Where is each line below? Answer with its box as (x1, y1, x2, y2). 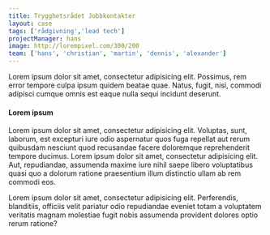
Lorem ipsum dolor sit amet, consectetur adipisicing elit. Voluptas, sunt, (8, 126, 247, 135)
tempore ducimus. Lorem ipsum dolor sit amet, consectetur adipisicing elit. (8, 152, 258, 161)
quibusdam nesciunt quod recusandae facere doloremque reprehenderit (8, 143, 250, 152)
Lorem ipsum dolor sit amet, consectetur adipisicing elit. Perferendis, (8, 193, 239, 203)
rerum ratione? (8, 219, 58, 229)
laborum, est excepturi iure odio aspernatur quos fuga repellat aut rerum (8, 135, 250, 144)
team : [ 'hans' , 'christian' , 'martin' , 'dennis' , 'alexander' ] (8, 49, 227, 58)
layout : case (8, 19, 53, 28)
